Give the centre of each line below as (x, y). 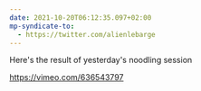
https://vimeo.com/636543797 (67, 77)
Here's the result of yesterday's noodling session (101, 60)
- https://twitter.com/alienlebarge (86, 34)
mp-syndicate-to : (42, 26)
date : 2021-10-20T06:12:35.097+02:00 (81, 18)
